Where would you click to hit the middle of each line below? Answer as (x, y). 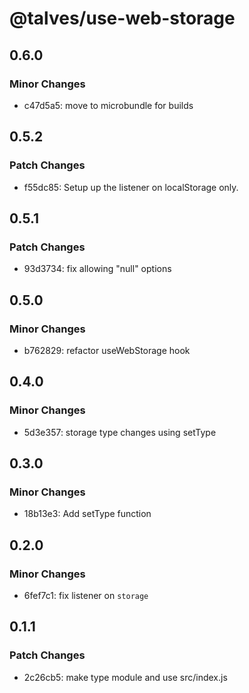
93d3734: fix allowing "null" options (97, 269)
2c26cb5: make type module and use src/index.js (125, 677)
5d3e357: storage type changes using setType (120, 432)
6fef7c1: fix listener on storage (86, 595)
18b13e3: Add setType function (87, 514)
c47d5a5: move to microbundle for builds (108, 105)
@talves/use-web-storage (122, 18)
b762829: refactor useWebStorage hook (107, 350)
